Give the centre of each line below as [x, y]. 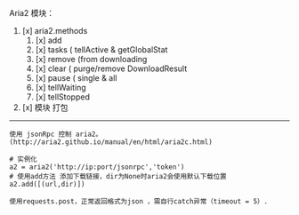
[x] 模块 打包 [45, 107]
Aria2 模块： [32, 13]
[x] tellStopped [63, 97]
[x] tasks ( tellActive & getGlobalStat [101, 50]
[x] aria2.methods [55, 31]
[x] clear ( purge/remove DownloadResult [111, 68]
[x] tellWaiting [61, 88]
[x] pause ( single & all [76, 78]
